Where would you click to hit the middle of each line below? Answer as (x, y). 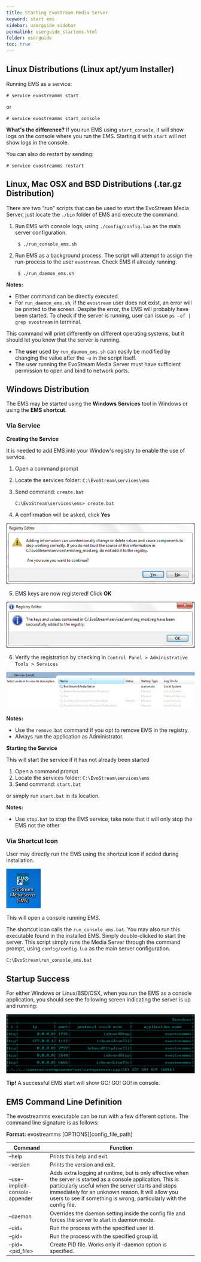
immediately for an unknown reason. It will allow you (114, 1192)
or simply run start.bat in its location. (53, 796)
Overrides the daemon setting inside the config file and (118, 1213)
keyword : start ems (31, 19)
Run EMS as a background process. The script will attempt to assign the (103, 255)
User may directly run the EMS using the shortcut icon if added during (92, 854)
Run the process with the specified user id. (102, 1228)
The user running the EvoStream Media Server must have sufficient (98, 364)
